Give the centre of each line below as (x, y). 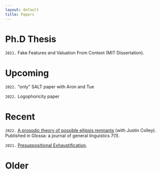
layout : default (22, 10)
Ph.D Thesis (31, 39)
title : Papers (20, 14)
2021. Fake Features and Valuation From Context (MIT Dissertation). (75, 53)
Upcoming (27, 73)
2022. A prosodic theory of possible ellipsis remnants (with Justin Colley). (80, 131)
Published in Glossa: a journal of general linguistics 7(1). (63, 136)
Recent (20, 116)
